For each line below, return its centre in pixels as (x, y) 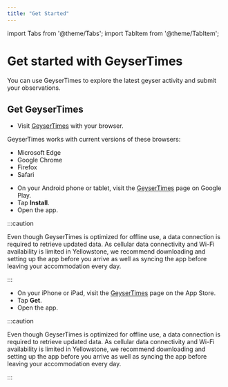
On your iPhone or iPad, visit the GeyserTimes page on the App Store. (116, 293)
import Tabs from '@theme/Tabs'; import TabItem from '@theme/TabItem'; (113, 33)
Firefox (27, 167)
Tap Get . (30, 301)
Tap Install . (33, 203)
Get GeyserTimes (46, 109)
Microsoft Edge (39, 153)
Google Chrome (40, 160)
